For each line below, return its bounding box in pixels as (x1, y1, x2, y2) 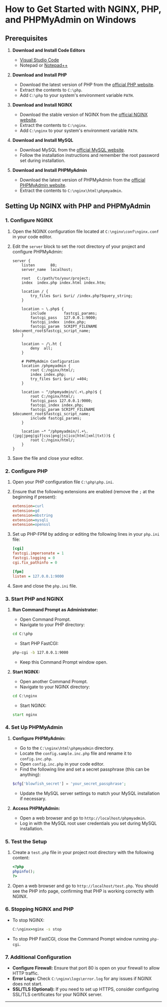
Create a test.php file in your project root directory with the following (12, 849, 154, 855)
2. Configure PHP (5, 467, 48, 474)
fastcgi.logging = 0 (12, 556, 55, 561)
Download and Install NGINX (12, 102, 73, 108)
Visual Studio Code (19, 57, 59, 63)
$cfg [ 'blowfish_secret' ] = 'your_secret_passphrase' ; (12, 781, 126, 786)
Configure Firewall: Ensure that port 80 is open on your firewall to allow (12, 965, 160, 971)
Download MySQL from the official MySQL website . (19, 147, 125, 153)
